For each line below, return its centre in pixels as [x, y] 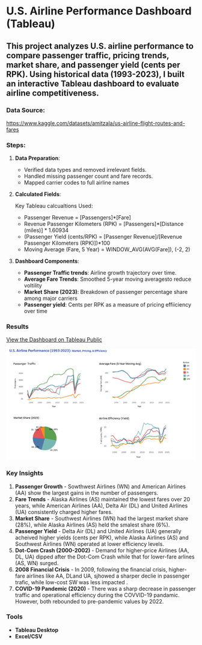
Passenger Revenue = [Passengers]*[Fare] [77, 218]
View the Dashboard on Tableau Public [54, 340]
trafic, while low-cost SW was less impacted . [71, 582]
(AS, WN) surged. [37, 563]
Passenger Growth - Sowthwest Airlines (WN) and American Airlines [100, 486]
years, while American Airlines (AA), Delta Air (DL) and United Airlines [101, 506]
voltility [33, 286]
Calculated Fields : [38, 194]
